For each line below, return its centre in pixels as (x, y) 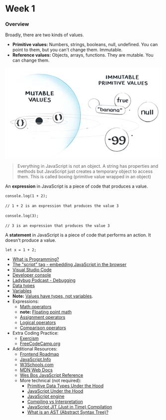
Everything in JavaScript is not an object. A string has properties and (88, 166)
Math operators (36, 306)
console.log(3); (22, 216)
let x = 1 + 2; (21, 250)
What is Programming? (36, 259)
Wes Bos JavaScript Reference (51, 375)
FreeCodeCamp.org (40, 344)
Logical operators (38, 322)
